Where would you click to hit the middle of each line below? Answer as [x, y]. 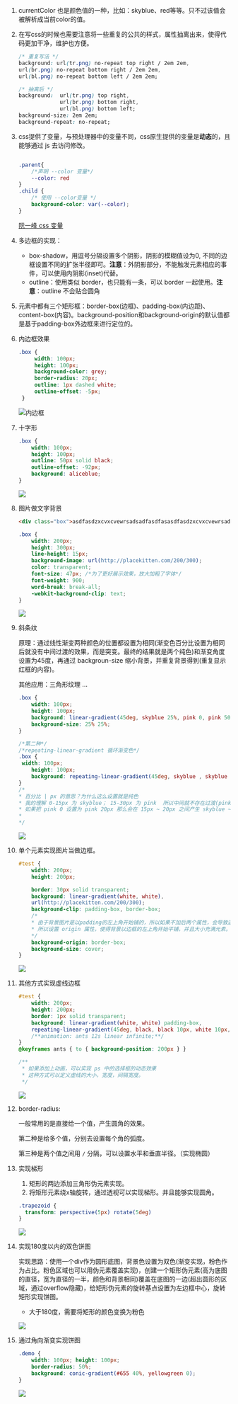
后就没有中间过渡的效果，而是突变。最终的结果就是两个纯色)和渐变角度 [121, 652]
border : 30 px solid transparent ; [81, 890]
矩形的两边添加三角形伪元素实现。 [78, 1183]
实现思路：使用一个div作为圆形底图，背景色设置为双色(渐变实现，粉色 [120, 1262]
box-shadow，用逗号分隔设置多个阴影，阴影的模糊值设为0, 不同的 [125, 255]
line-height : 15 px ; [60, 554]
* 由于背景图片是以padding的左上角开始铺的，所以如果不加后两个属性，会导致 [130, 923]
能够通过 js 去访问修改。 [53, 145]
